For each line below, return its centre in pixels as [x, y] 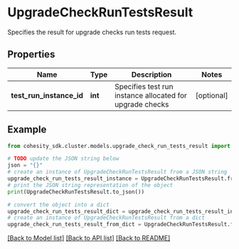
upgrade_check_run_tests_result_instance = [73, 179]
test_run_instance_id [47, 95]
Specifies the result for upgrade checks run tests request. [92, 32]
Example [27, 130]
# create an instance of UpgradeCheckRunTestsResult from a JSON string [117, 172]
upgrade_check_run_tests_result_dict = [67, 211]
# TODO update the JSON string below [63, 159]
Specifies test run [144, 86]
